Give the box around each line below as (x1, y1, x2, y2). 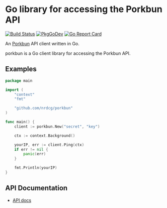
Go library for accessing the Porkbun (5, 4, 162, 15)
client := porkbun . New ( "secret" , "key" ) (14, 124, 100, 129)
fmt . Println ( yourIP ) (14, 165, 57, 170)
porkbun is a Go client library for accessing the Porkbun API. (5, 50, 131, 56)
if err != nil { (14, 147, 49, 152)
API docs (12, 197, 32, 203)
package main (5, 78, 33, 83)
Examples (5, 65, 37, 73)
